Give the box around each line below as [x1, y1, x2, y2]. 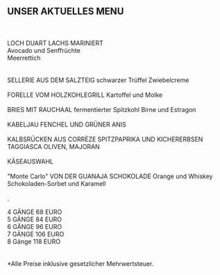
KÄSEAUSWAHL [7, 157, 54, 166]
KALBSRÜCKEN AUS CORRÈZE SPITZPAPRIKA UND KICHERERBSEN [7, 135, 203, 143]
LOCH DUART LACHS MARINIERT [7, 38, 104, 47]
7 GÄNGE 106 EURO [7, 230, 65, 238]
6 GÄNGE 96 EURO [7, 222, 62, 230]
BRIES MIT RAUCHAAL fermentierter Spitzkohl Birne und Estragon [7, 105, 196, 113]
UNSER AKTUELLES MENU [7, 6, 124, 17]
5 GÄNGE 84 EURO [7, 215, 62, 223]
